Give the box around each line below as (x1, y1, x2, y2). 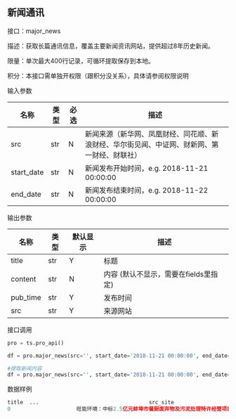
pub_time (11, 292, 41, 302)
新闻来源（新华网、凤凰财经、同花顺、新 (85, 129, 219, 138)
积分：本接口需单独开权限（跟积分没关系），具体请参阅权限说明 (7, 71, 189, 79)
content (11, 273, 37, 283)
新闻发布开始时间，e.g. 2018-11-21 (85, 163, 209, 173)
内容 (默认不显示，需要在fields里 (103, 269, 211, 279)
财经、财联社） (92, 150, 142, 160)
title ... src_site (7, 399, 174, 406)
